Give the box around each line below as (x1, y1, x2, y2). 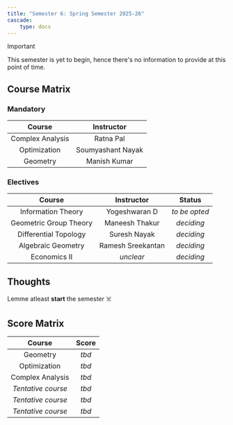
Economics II (30, 252, 73, 262)
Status (179, 195, 202, 205)
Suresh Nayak (109, 230, 155, 239)
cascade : (7, 17, 33, 24)
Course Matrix (7, 83, 71, 95)
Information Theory (19, 207, 83, 216)
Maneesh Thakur (104, 218, 160, 228)
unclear (119, 252, 145, 262)
